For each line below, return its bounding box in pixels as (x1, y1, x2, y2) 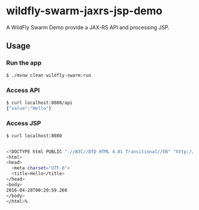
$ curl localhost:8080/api (6, 100, 73, 106)
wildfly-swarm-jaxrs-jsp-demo (6, 4, 163, 18)
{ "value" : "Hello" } (6, 105, 52, 111)
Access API (6, 86, 40, 94)
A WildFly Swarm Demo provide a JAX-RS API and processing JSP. (6, 24, 170, 31)
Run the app (6, 59, 41, 67)
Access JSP (6, 119, 41, 128)
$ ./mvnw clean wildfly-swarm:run (6, 72, 92, 78)
